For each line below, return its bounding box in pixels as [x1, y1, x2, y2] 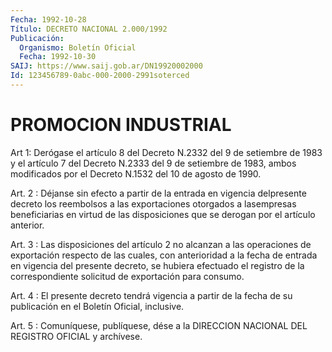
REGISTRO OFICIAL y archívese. [10, 330, 143, 342]
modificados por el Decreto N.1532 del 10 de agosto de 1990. [10, 167, 262, 180]
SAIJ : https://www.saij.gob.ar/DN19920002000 [10, 61, 203, 71]
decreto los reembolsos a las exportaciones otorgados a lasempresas [10, 197, 297, 210]
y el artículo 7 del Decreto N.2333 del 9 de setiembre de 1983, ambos [10, 157, 297, 169]
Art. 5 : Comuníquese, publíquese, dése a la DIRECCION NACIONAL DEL [10, 319, 308, 331]
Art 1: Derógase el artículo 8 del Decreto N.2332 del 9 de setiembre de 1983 [10, 146, 323, 158]
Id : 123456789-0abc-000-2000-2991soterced [10, 71, 190, 81]
